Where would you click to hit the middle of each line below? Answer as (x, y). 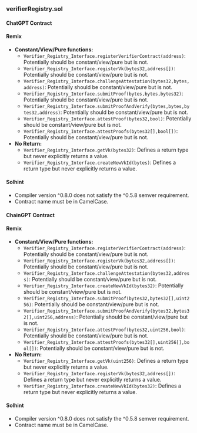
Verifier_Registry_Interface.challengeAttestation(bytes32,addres (106, 273)
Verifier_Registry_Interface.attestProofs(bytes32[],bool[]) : (101, 131)
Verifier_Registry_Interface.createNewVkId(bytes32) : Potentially (103, 286)
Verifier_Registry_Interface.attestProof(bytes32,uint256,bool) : (105, 329)
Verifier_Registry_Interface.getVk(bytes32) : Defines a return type (106, 150)
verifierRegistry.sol (34, 9)
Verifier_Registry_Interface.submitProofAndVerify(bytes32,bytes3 (106, 311)
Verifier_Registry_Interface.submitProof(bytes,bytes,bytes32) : (103, 93)
